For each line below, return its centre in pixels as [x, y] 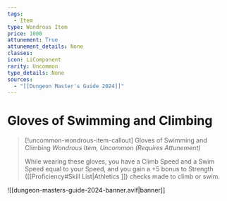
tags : [15, 14]
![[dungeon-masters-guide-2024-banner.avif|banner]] [86, 190]
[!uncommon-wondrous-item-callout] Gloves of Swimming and [116, 140]
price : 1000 [25, 33]
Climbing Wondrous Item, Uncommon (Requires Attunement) [112, 148]
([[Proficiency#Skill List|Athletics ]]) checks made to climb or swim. [122, 176]
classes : [20, 54]
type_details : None [36, 73]
